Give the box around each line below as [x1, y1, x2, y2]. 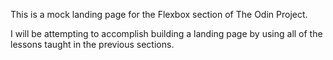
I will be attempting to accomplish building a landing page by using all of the [10, 28, 323, 39]
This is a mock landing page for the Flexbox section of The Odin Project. [10, 9, 308, 20]
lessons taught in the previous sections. [10, 39, 175, 50]
